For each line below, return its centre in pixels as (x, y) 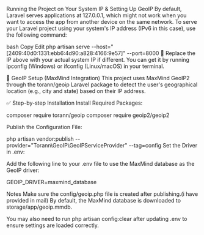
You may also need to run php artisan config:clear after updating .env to (97, 219)
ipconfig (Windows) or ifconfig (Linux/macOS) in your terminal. (86, 66)
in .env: (16, 152)
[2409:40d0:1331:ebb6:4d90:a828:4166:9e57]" (66, 53)
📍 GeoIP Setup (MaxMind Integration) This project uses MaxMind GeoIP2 (98, 78)
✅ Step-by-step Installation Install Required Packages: (75, 103)
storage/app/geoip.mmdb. (39, 207)
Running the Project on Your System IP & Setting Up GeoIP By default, (94, 9)
